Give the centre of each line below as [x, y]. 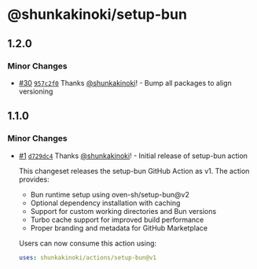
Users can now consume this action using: [88, 243]
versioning [36, 91]
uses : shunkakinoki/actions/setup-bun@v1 [88, 257]
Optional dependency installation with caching [105, 203]
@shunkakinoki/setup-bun [97, 15]
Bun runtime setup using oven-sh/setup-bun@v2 [110, 194]
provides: [34, 179]
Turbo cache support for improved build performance [117, 219]
